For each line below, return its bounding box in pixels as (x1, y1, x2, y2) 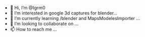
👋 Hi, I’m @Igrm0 (10, 5, 45, 10)
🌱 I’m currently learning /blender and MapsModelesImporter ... (10, 15, 140, 21)
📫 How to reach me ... (10, 26, 57, 32)
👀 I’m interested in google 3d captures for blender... (10, 10, 118, 16)
